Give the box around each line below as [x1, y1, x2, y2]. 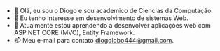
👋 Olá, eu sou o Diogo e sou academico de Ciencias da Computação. [13, 7, 214, 14]
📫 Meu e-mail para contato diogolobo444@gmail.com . [13, 37, 174, 44]
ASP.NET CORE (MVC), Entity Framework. [13, 28, 135, 37]
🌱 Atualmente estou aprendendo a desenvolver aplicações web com [13, 21, 212, 29]
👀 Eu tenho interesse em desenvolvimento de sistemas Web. [13, 14, 189, 22]
